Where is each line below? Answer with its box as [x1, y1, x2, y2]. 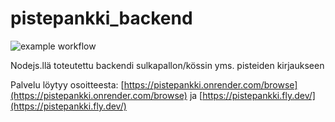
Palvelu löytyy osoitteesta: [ [10, 78, 125, 91]
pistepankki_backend [10, 7, 193, 30]
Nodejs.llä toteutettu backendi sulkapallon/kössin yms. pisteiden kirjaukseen [10, 59, 325, 71]
